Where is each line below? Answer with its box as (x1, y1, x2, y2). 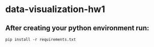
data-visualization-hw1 (5, 4, 105, 15)
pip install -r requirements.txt (5, 37, 76, 42)
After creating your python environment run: (5, 24, 149, 32)
